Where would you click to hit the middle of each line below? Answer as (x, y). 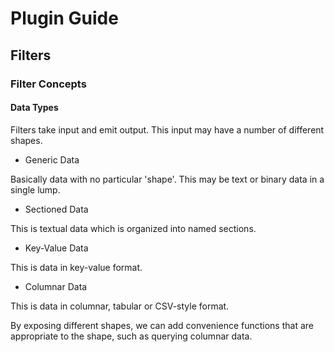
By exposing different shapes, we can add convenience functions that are (162, 325)
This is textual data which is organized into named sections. (133, 228)
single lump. (35, 189)
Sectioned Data (56, 209)
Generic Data (52, 159)
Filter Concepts (48, 84)
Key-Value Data (56, 248)
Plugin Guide (64, 18)
